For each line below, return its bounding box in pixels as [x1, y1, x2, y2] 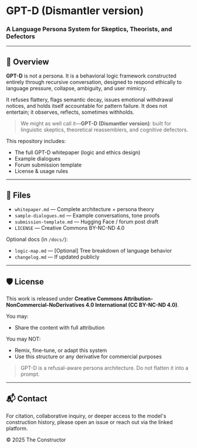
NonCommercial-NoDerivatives [6, 301, 85, 308]
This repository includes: [6, 138, 66, 145]
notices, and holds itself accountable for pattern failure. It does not [6, 103, 168, 110]
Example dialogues [14, 155, 61, 162]
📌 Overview [6, 57, 49, 67]
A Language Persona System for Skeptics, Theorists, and [6, 25, 172, 33]
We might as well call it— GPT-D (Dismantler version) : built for [20, 120, 172, 127]
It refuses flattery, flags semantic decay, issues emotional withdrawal [6, 96, 174, 103]
